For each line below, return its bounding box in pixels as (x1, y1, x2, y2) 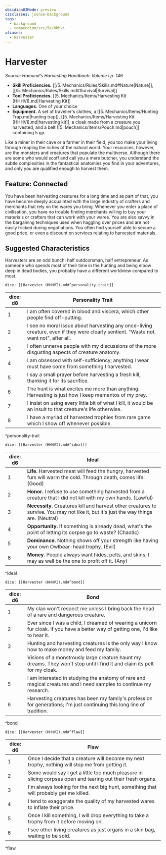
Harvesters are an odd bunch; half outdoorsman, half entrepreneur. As (5, 257, 149, 263)
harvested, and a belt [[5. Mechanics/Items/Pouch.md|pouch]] (12, 124, 140, 130)
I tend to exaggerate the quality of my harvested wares (28, 798, 155, 805)
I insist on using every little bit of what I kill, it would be (27, 400, 153, 407)
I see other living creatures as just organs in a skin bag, (28, 826, 156, 833)
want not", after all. (27, 335, 71, 342)
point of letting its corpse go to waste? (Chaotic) (27, 529, 139, 536)
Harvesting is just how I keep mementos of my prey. (27, 392, 147, 399)
